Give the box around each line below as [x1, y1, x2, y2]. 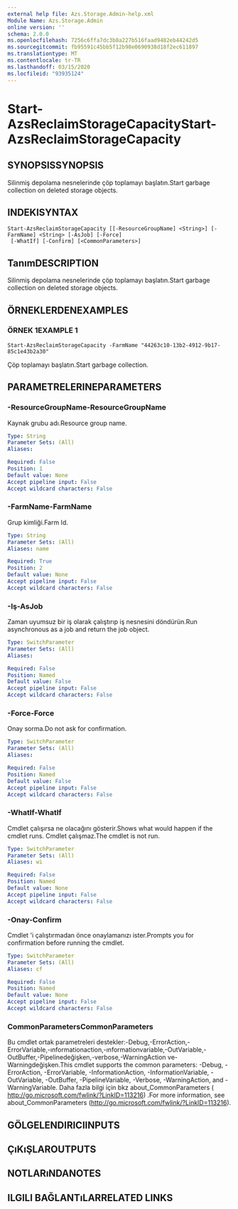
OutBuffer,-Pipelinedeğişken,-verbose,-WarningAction [7, 1053, 166, 1062]
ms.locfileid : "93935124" [7, 70, 84, 77]
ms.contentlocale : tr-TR [7, 57, 81, 64]
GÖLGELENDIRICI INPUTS [7, 1119, 121, 1131]
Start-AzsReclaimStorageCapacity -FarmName [7, 341, 139, 349]
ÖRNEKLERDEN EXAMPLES [7, 304, 129, 316]
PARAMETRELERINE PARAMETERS [7, 381, 162, 393]
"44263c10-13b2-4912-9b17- [141, 341, 221, 349]
